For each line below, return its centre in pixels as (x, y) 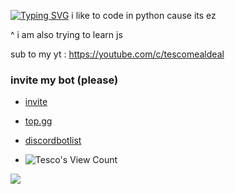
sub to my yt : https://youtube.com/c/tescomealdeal (117, 54)
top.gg (38, 121)
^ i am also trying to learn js (66, 34)
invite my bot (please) (64, 80)
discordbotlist (53, 141)
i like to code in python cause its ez (144, 15)
